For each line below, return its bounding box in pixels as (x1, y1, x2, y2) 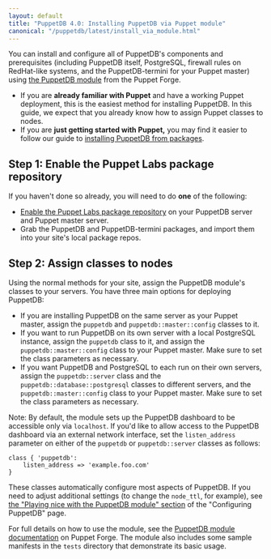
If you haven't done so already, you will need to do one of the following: (8, 191, 248, 201)
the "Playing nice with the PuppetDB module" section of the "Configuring (8, 500, 252, 509)
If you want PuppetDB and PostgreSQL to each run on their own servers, (19, 362, 262, 372)
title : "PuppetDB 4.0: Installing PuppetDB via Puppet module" (8, 19, 227, 28)
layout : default (8, 11, 63, 20)
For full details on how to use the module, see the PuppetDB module (8, 524, 235, 533)
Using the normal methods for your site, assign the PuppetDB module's (8, 278, 245, 288)
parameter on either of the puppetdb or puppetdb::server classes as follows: (8, 438, 260, 448)
